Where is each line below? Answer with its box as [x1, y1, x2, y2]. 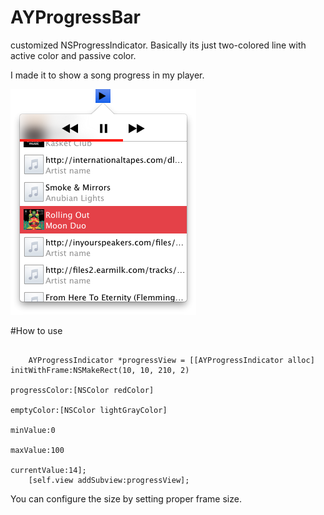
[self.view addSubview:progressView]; [28, 475, 190, 485]
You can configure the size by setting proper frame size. [10, 492, 242, 505]
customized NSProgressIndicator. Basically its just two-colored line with [10, 39, 307, 51]
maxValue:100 [10, 445, 65, 455]
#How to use [10, 324, 63, 336]
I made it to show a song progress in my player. [10, 69, 205, 81]
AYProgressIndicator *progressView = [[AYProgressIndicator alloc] [28, 355, 315, 365]
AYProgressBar [10, 6, 141, 29]
